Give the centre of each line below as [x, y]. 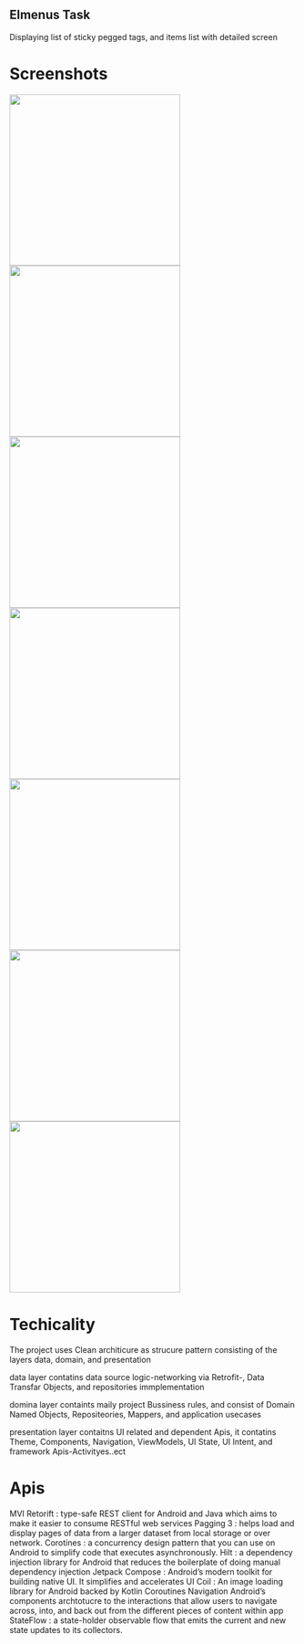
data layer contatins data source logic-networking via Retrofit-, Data [137, 1377]
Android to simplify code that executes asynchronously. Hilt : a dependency [151, 1552]
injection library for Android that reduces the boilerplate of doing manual [145, 1562]
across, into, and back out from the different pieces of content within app [147, 1610]
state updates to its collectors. [66, 1629]
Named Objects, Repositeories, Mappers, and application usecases [136, 1414]
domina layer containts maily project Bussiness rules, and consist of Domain [152, 1404]
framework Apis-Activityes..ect [67, 1451]
